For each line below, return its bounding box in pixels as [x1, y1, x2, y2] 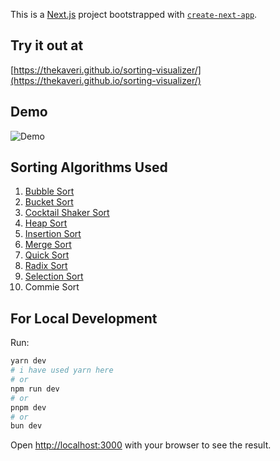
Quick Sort [24, 249, 70, 261]
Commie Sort [24, 281, 80, 293]
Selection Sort [24, 270, 84, 283]
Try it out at [10, 37, 84, 54]
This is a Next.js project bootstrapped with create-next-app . [10, 9, 258, 20]
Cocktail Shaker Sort [24, 207, 110, 219]
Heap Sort [24, 217, 68, 229]
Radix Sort [24, 260, 68, 272]
